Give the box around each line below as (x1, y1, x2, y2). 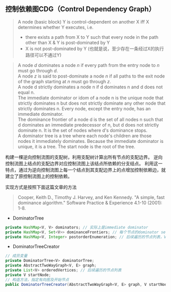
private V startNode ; (5, 272, 51, 277)
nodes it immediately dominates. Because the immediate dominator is (17, 138, 164, 144)
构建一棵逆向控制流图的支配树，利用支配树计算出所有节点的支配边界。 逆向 (5, 154, 163, 160)
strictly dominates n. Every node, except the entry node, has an (17, 105, 151, 111)
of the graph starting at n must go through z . (17, 78, 111, 84)
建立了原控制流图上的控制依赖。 (5, 173, 72, 179)
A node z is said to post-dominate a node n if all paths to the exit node (17, 73, 165, 79)
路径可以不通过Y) (25, 52, 62, 58)
